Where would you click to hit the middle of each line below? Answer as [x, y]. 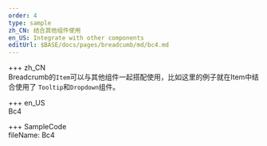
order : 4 [23, 15]
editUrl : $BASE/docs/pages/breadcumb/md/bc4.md [89, 45]
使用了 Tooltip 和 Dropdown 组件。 [67, 87]
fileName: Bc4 [32, 135]
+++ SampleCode [37, 127]
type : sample [30, 23]
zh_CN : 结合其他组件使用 [45, 30]
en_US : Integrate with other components [77, 38]
